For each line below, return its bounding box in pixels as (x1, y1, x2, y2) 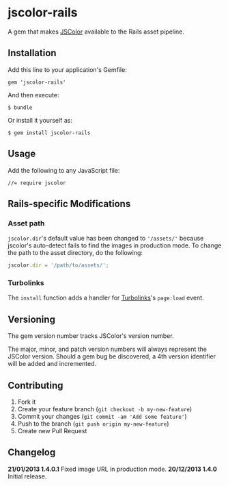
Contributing (8, 379, 63, 391)
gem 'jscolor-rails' (8, 79, 67, 86)
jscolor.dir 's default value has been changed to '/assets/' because (8, 234, 204, 243)
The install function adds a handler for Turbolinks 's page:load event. (8, 293, 204, 302)
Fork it (17, 398, 36, 406)
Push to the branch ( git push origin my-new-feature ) (17, 420, 169, 428)
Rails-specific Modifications (8, 197, 131, 210)
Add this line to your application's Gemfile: (8, 65, 127, 73)
